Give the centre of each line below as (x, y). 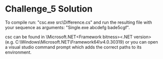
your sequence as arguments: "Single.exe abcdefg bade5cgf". (67, 27)
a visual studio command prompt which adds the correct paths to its (73, 47)
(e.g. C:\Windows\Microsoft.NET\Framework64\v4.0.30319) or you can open (81, 42)
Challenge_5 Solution (49, 9)
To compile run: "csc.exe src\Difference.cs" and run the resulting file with (79, 22)
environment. (18, 52)
